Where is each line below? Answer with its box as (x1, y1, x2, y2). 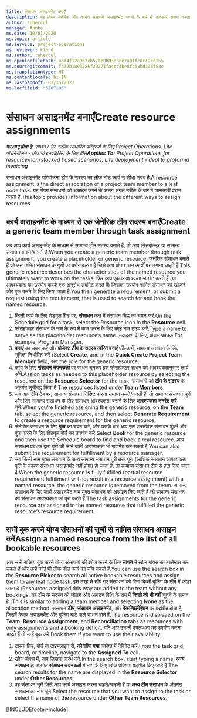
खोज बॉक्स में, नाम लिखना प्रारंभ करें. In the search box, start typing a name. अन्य (14, 656, 185, 663)
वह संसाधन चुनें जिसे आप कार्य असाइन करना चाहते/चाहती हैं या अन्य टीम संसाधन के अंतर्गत (14, 681, 182, 689)
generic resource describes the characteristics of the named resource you (6, 268, 186, 275)
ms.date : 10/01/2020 (6, 31, 57, 36)
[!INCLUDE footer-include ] (6, 706, 69, 713)
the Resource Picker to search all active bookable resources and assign (6, 572, 180, 579)
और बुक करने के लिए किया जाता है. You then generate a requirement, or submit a (6, 288, 181, 295)
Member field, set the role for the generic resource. (14, 357, 140, 365)
